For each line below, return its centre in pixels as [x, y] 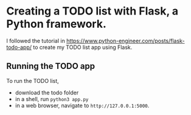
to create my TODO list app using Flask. [83, 47]
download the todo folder [47, 93]
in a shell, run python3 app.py [52, 99]
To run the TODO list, [33, 80]
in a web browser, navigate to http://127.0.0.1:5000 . [82, 105]
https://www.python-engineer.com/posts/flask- [125, 41]
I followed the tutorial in [36, 41]
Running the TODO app [51, 66]
